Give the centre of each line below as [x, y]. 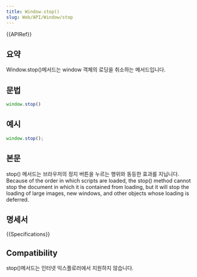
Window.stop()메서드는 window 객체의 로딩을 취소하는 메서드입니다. [86, 70]
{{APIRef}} [19, 34]
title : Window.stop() [33, 12]
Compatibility [32, 253]
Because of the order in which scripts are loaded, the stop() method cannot [99, 180]
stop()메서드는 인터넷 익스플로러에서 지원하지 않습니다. [70, 268]
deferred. [18, 199]
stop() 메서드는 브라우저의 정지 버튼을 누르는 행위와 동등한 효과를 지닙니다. [93, 174]
